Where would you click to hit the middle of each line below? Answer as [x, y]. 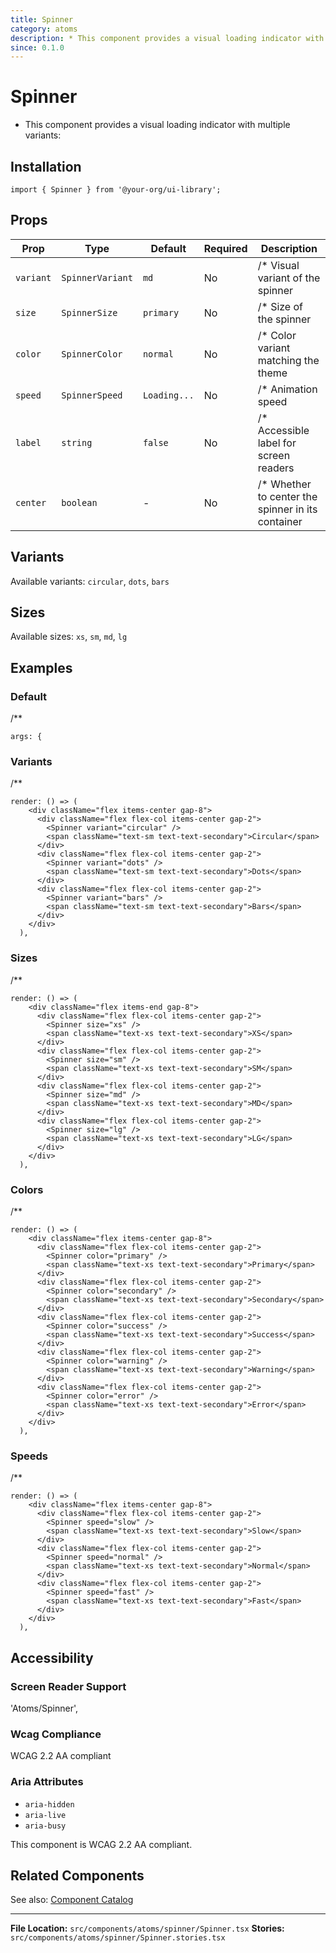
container [280, 521]
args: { [26, 737]
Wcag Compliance [56, 1734]
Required [225, 248]
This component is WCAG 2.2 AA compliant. [101, 1844]
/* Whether [284, 484]
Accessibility [52, 1657]
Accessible [283, 430]
